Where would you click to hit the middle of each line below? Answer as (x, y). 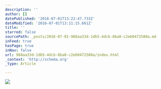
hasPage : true (20, 46)
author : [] (16, 14)
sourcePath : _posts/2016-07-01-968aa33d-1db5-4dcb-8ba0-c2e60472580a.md (81, 37)
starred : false (21, 32)
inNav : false (18, 50)
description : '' (22, 9)
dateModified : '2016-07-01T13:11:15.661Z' (49, 23)
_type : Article (21, 64)
